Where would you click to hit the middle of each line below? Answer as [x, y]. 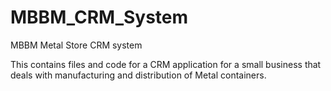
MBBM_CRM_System [99, 17]
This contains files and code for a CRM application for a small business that [166, 64]
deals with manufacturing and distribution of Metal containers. [138, 75]
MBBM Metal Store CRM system [76, 45]
